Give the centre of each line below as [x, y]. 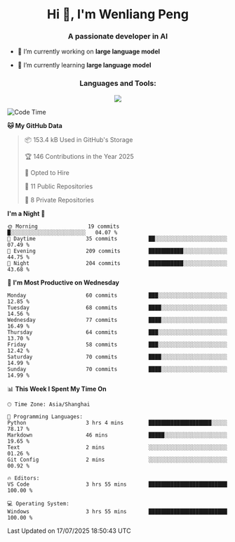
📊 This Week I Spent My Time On [57, 389]
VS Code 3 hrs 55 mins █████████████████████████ [117, 484]
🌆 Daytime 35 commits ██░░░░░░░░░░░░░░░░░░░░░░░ [117, 238]
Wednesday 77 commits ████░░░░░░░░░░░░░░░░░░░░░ [117, 320]
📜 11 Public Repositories [59, 186]
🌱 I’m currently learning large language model [84, 65]
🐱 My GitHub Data [35, 125]
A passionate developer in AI [118, 37]
